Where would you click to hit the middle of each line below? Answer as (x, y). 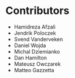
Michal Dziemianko (37, 51)
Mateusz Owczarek (37, 64)
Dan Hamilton (30, 58)
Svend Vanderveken (38, 39)
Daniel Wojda (30, 45)
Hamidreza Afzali (35, 27)
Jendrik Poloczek (35, 33)
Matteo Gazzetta (34, 70)
